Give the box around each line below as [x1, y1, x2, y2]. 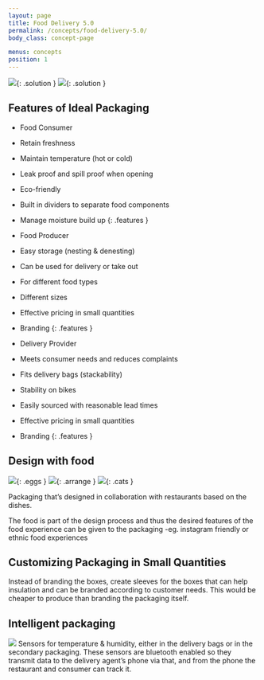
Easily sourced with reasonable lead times [19, 400, 158, 410]
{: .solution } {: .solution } [16, 79, 106, 88]
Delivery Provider [19, 338, 77, 348]
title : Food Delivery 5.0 [8, 19, 94, 27]
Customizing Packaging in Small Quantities [8, 556, 227, 569]
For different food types [19, 276, 98, 287]
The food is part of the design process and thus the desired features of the [8, 515, 254, 526]
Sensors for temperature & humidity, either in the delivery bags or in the [17, 639, 253, 649]
